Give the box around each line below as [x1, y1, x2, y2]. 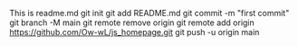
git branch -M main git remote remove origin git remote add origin [9, 17, 255, 28]
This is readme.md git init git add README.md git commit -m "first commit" [9, 8, 290, 18]
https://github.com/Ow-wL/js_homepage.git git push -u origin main [9, 27, 260, 37]
